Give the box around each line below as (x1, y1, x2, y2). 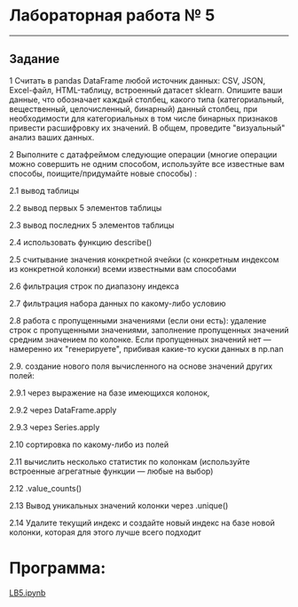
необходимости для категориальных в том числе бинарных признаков (9, 113, 278, 124)
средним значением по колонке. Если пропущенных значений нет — (9, 334, 272, 345)
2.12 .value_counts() (9, 483, 82, 493)
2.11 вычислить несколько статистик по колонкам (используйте (9, 456, 250, 467)
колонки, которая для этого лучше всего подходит (9, 526, 202, 538)
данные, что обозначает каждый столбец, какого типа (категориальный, (9, 94, 285, 105)
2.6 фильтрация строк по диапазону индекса (9, 281, 180, 292)
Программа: (9, 557, 106, 578)
